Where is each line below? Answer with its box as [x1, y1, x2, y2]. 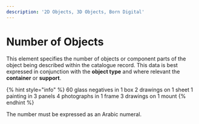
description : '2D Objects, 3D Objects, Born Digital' [6, 8, 145, 15]
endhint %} [6, 99, 34, 106]
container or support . [6, 74, 62, 82]
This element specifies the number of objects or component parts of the [6, 55, 186, 62]
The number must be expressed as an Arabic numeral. [6, 110, 142, 118]
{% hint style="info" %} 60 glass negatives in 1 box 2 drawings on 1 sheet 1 [6, 86, 194, 93]
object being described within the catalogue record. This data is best [6, 61, 178, 68]
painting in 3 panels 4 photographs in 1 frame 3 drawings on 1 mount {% [6, 92, 186, 100]
